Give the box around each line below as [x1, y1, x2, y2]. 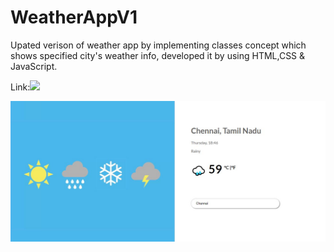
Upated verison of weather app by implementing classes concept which [10, 39, 307, 51]
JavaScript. [10, 60, 58, 72]
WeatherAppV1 [10, 6, 138, 29]
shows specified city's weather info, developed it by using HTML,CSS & [10, 49, 306, 61]
